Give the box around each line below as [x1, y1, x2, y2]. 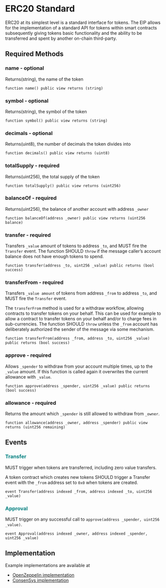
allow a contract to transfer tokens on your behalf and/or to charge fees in [5, 316, 157, 322]
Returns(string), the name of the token [5, 76, 83, 82]
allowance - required [5, 399, 56, 406]
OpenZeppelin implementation [12, 572, 75, 578]
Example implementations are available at [5, 562, 90, 568]
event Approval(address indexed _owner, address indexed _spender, [5, 531, 148, 536]
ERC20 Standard [5, 3, 75, 14]
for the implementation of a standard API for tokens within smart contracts [5, 24, 158, 30]
